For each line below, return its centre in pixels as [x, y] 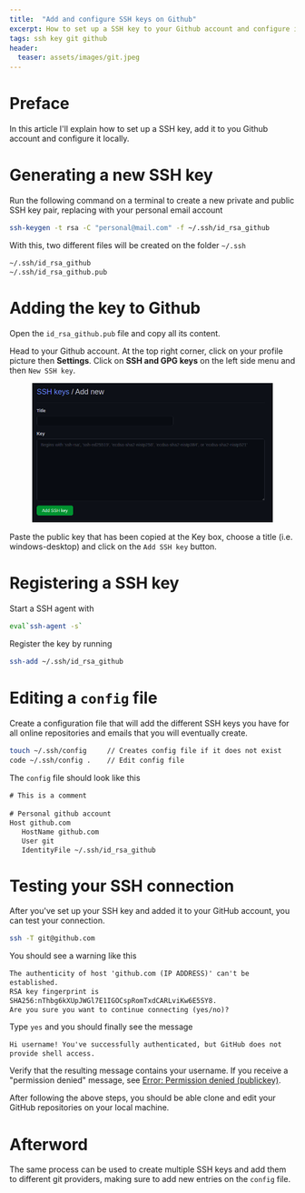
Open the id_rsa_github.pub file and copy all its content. [115, 333]
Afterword [49, 1144]
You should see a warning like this [73, 956]
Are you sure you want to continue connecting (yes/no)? [119, 1010]
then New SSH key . [43, 370]
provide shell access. [52, 1054]
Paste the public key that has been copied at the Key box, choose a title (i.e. [151, 537]
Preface [39, 104]
